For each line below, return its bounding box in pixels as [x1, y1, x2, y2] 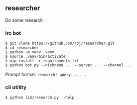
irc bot [5, 29, 21, 36]
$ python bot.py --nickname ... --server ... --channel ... [5, 63, 133, 68]
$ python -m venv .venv [5, 50, 55, 55]
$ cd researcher [5, 45, 39, 50]
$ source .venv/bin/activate [5, 54, 66, 59]
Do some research [5, 17, 43, 23]
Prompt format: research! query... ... [5, 72, 87, 78]
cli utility [5, 84, 27, 91]
